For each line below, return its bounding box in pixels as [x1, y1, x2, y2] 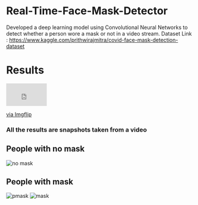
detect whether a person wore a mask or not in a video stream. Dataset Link [6, 30, 192, 37]
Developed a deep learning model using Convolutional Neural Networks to [6, 24, 188, 31]
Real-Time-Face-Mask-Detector [6, 4, 168, 18]
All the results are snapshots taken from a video [6, 126, 147, 134]
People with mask [6, 177, 73, 187]
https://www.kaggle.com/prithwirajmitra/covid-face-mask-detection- [8, 36, 178, 43]
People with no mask [6, 144, 85, 154]
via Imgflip [6, 111, 32, 118]
